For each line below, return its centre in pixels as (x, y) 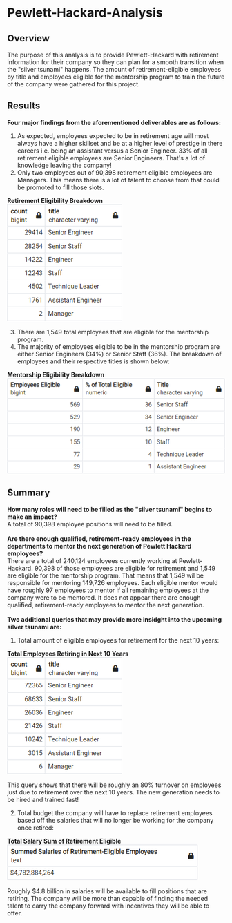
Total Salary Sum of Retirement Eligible (64, 841)
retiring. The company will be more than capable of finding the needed (108, 898)
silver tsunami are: (35, 627)
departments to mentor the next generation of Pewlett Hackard (99, 546)
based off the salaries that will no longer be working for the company (115, 820)
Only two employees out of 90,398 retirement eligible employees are (115, 172)
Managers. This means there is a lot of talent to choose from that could (118, 180)
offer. (15, 913)
